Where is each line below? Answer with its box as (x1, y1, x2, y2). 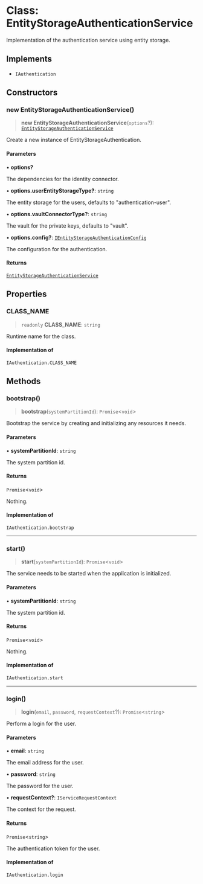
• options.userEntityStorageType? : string (6, 187, 114, 194)
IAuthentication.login (6, 872, 63, 878)
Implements (6, 54, 53, 64)
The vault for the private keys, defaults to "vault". (6, 222, 129, 229)
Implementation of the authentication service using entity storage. (6, 36, 170, 43)
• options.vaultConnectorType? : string (6, 210, 108, 217)
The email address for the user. (6, 759, 84, 766)
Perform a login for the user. (6, 720, 77, 728)
